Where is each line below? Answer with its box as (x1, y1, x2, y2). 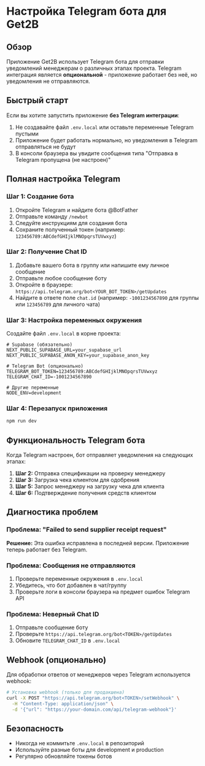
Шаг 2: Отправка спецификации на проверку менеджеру (15, 470, 166, 477)
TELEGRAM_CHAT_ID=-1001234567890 (6, 374, 92, 380)
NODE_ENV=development (6, 390, 62, 396)
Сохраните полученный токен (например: (15, 226, 125, 233)
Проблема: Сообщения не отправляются (6, 561, 136, 570)
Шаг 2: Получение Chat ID (6, 247, 87, 256)
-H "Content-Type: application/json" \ (12, 700, 114, 707)
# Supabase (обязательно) (6, 342, 72, 348)
